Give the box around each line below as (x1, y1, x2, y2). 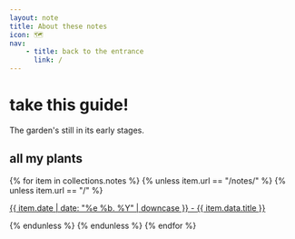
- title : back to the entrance (25, 47, 144, 56)
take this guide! (9, 95, 129, 115)
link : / (33, 55, 64, 65)
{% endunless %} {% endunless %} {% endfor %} (9, 220, 197, 231)
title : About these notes (9, 22, 107, 31)
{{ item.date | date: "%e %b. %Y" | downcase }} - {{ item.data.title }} (9, 202, 266, 214)
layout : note (9, 13, 59, 23)
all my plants (9, 151, 84, 166)
